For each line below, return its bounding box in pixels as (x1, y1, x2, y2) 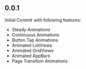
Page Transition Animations (11, 58, 68, 64)
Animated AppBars (11, 53, 50, 59)
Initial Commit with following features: (4, 17, 82, 23)
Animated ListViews (11, 42, 52, 48)
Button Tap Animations (11, 37, 58, 43)
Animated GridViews (11, 47, 54, 53)
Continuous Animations (11, 32, 60, 37)
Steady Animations (11, 27, 50, 33)
